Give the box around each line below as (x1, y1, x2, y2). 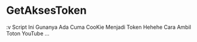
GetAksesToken (6, 4, 87, 17)
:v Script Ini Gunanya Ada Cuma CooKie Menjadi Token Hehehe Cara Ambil (6, 23, 192, 31)
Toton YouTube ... (6, 29, 50, 37)
